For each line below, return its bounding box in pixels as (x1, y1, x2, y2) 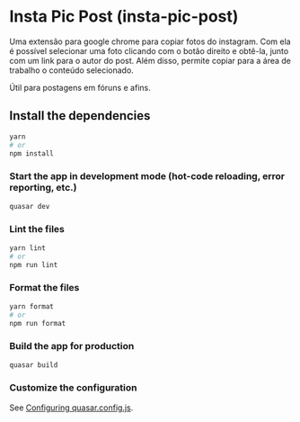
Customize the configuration (9, 382, 137, 394)
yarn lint (9, 243, 47, 253)
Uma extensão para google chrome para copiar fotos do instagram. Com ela (9, 36, 291, 47)
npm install (9, 148, 54, 158)
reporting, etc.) (9, 182, 77, 194)
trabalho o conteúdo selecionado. (9, 65, 135, 76)
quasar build (9, 360, 58, 370)
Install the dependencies (9, 108, 151, 123)
